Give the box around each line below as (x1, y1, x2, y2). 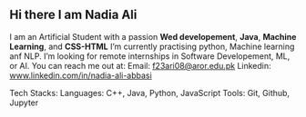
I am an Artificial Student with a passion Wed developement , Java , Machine (9, 31, 297, 42)
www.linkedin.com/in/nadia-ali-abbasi (9, 70, 152, 81)
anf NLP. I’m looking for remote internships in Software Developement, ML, (9, 50, 291, 62)
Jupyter (9, 97, 39, 108)
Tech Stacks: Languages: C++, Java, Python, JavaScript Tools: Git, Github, (9, 87, 290, 98)
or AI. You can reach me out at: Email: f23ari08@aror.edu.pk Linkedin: (9, 60, 271, 71)
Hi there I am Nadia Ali (9, 7, 138, 23)
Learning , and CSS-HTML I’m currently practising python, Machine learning (9, 41, 295, 52)
